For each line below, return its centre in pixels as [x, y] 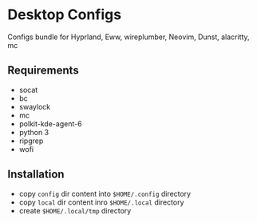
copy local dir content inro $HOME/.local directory [101, 202]
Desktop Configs [64, 15]
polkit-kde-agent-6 [50, 123]
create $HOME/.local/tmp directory [75, 210]
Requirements [43, 71]
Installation [36, 175]
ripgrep [31, 141]
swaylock [35, 106]
